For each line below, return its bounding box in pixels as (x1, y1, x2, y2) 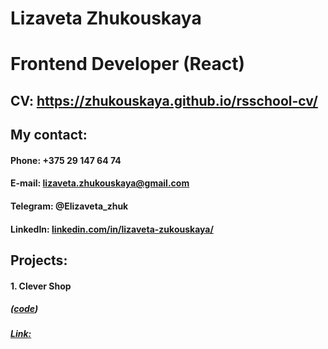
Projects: (10, 252, 68, 269)
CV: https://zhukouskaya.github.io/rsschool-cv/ (10, 92, 318, 109)
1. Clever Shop (10, 280, 72, 292)
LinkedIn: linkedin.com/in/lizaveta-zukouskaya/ (10, 223, 214, 235)
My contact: (10, 127, 88, 144)
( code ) (10, 303, 39, 315)
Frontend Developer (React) (10, 53, 246, 76)
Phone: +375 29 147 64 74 (10, 154, 122, 166)
